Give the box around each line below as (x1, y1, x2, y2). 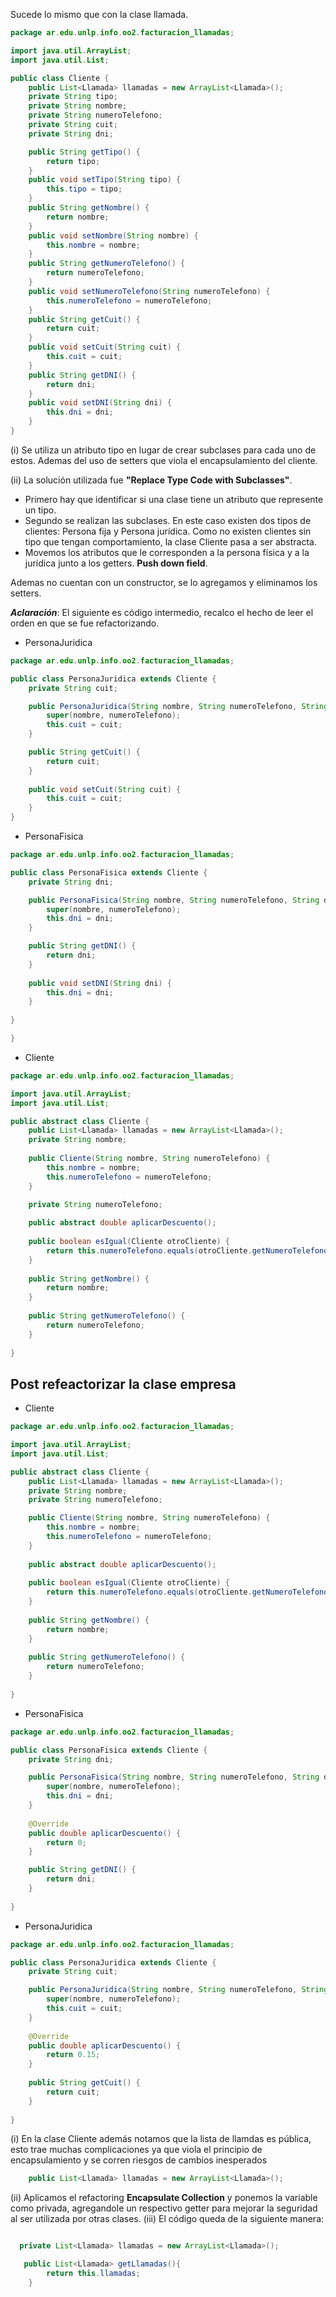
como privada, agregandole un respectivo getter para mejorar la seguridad (10, 2202, 318, 2214)
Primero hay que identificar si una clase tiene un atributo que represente (24, 493, 324, 505)
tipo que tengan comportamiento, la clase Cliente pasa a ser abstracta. (24, 535, 317, 548)
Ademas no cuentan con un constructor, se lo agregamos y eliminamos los (10, 576, 318, 588)
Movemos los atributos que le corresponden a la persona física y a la (24, 546, 310, 558)
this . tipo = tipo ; (46, 184, 123, 194)
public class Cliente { (10, 73, 110, 83)
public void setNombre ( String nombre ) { (28, 230, 199, 241)
